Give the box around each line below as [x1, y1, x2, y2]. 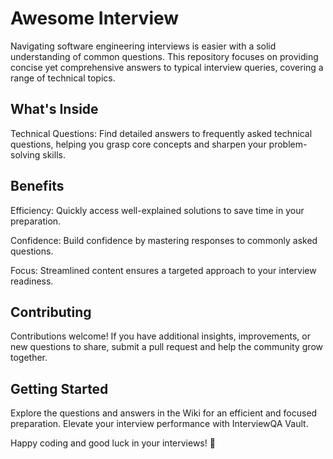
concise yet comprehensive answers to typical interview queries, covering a [10, 61, 324, 73]
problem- [268, 138, 308, 150]
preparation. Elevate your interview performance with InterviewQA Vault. [10, 418, 309, 430]
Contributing [10, 303, 92, 321]
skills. [42, 148, 66, 161]
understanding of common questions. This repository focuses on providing [10, 50, 319, 62]
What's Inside [10, 101, 99, 118]
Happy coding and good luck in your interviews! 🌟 [10, 437, 216, 449]
